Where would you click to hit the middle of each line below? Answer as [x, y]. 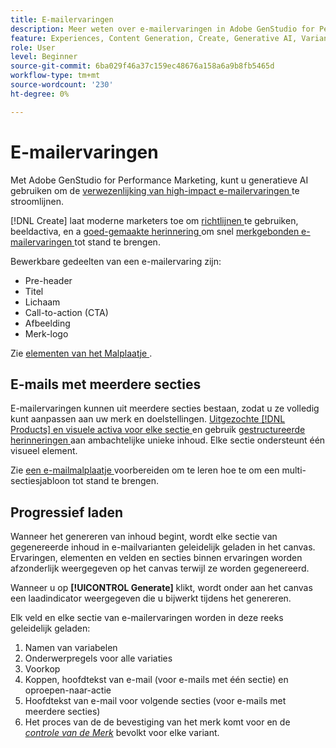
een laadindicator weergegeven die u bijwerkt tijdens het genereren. [151, 598]
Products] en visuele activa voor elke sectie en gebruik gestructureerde [158, 430]
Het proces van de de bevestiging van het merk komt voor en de [157, 722]
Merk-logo [46, 333]
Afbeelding [47, 323]
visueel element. [44, 451]
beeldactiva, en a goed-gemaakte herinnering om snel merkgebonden [155, 231]
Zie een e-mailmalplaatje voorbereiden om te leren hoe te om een [145, 470]
